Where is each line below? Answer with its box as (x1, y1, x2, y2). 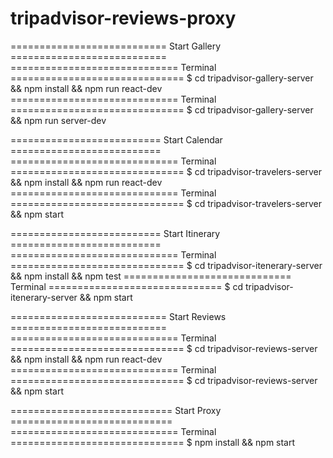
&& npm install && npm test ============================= (10, 270, 292, 282)
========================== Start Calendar (10, 133, 223, 146)
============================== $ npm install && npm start (10, 436, 296, 448)
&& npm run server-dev (10, 114, 107, 126)
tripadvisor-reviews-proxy (10, 7, 237, 30)
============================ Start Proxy (10, 404, 222, 416)
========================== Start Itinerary (10, 227, 221, 239)
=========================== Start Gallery (10, 40, 222, 52)
